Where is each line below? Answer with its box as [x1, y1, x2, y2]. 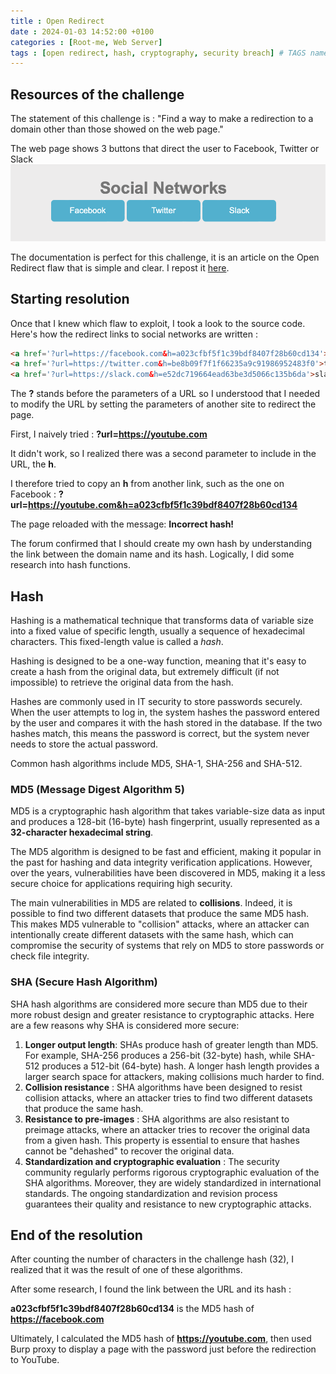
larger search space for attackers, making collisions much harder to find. [24, 1070, 325, 1082]
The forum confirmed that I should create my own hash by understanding [10, 538, 312, 550]
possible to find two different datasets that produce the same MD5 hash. [10, 908, 310, 920]
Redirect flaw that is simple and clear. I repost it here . [10, 261, 230, 274]
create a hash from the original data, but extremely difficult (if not [10, 666, 280, 678]
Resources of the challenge [10, 86, 185, 103]
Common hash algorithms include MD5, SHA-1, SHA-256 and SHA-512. [10, 758, 303, 770]
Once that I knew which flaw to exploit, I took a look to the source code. [10, 317, 306, 329]
